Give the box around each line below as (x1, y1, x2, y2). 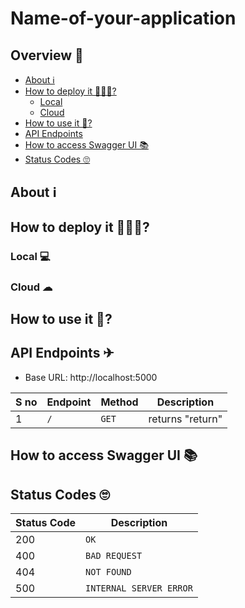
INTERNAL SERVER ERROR (85, 583, 193, 594)
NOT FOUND (85, 567, 132, 578)
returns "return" (148, 412, 223, 426)
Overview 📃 (10, 47, 84, 64)
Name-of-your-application (10, 7, 237, 30)
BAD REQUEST (85, 550, 143, 562)
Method (100, 395, 139, 409)
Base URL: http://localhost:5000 (24, 371, 158, 383)
